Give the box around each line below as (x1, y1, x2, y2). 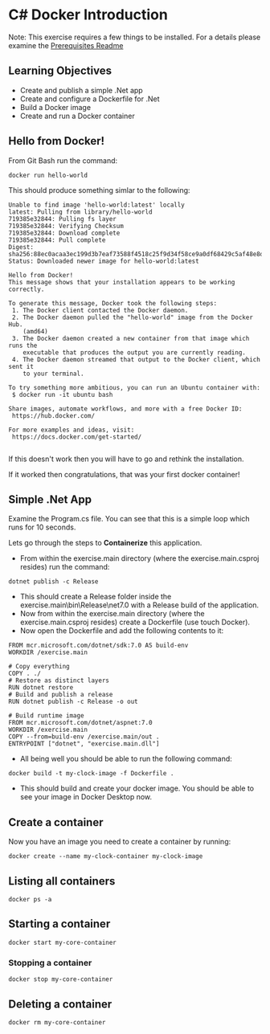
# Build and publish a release (8, 691, 113, 699)
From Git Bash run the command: (8, 155, 118, 166)
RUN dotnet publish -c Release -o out (8, 697, 138, 706)
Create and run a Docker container (19, 111, 135, 121)
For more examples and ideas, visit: (8, 426, 135, 434)
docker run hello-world (8, 171, 88, 179)
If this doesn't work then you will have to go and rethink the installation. (8, 454, 244, 464)
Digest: (8, 243, 35, 251)
